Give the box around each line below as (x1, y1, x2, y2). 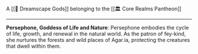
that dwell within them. (6, 43, 61, 49)
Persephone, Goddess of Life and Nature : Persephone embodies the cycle (6, 24, 189, 31)
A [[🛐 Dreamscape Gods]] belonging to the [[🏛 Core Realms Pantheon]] (6, 5, 181, 12)
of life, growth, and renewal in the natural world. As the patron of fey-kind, (6, 30, 186, 37)
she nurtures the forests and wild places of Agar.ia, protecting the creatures (6, 37, 190, 43)
